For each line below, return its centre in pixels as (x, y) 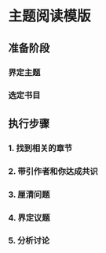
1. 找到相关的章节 (40, 148)
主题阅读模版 (50, 16)
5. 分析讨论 (29, 240)
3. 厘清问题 (29, 194)
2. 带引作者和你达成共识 (53, 171)
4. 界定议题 (29, 217)
